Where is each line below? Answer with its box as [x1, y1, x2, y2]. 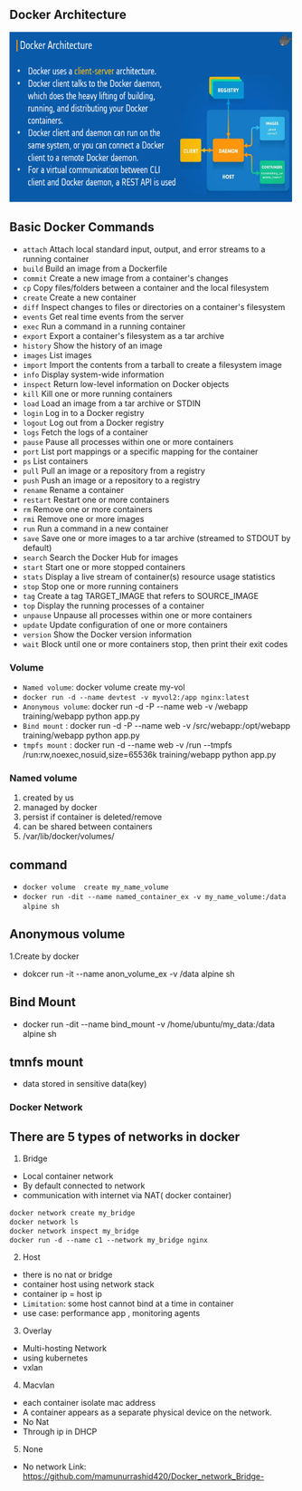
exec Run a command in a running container [22, 321, 186, 332]
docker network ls [9, 1218, 79, 1227]
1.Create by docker [9, 951, 80, 962]
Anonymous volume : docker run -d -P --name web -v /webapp [22, 701, 249, 712]
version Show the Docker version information [22, 629, 193, 640]
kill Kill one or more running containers [22, 388, 174, 399]
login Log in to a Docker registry [22, 407, 145, 418]
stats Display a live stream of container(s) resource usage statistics [22, 571, 276, 582]
